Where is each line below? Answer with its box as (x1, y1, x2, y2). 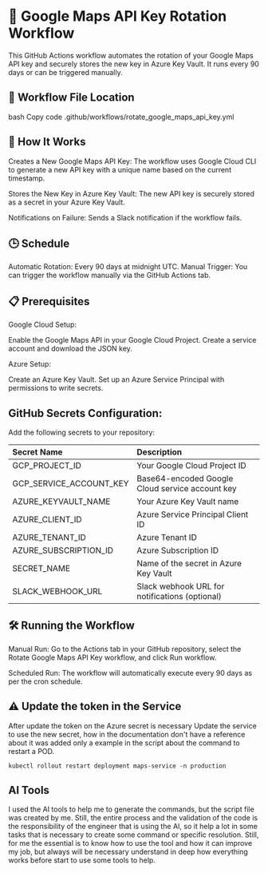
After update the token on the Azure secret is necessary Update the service (8, 720, 257, 730)
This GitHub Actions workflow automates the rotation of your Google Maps (8, 50, 254, 60)
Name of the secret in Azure (136, 558, 242, 569)
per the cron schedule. (8, 677, 83, 686)
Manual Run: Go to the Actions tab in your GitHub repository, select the (8, 644, 242, 653)
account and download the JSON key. (8, 343, 133, 354)
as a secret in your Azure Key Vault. (8, 197, 125, 207)
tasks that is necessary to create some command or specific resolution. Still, (8, 830, 259, 839)
